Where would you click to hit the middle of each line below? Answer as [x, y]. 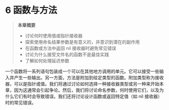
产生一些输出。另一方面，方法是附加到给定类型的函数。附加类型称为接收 [89, 77]
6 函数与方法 [31, 10]
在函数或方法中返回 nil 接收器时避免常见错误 [71, 48]
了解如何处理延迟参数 [47, 60]
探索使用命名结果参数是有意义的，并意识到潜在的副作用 [82, 42]
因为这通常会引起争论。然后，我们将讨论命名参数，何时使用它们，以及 [87, 90]
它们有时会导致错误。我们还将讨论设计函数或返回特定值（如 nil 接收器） [88, 96]
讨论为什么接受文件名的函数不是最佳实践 [67, 54]
